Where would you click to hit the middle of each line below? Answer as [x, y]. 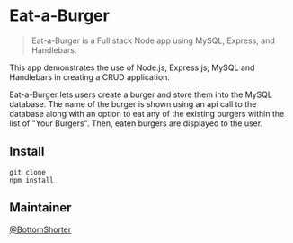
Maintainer [40, 208]
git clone [28, 172]
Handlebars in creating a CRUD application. [90, 76]
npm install [31, 180]
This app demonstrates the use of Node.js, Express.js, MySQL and [132, 67]
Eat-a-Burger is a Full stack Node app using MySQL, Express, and [153, 40]
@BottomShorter [40, 229]
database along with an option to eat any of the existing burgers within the [147, 113]
